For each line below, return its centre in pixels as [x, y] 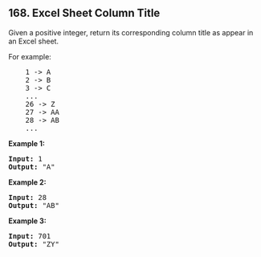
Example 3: [27, 221]
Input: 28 [27, 197]
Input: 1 [25, 159]
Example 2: [27, 182]
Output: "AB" [34, 205]
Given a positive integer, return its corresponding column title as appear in [131, 32]
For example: [30, 56]
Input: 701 [30, 236]
